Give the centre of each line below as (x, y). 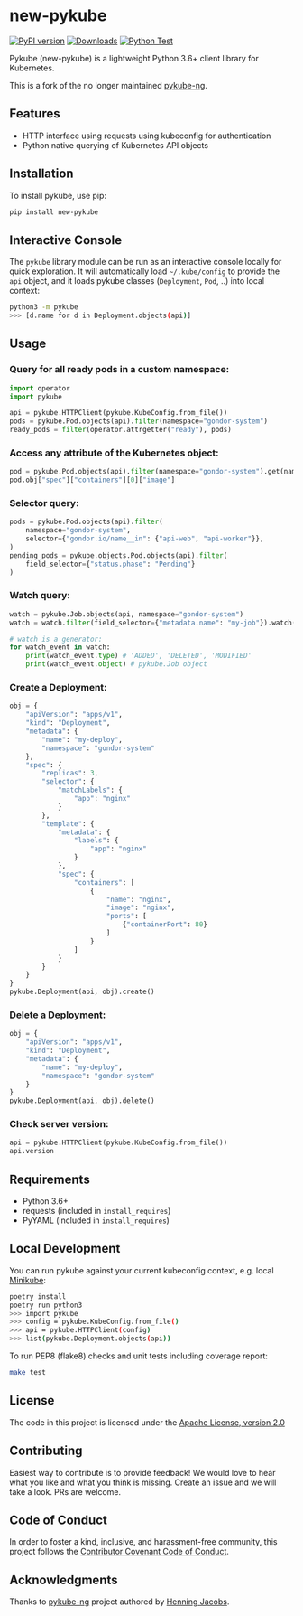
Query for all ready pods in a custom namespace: (119, 370)
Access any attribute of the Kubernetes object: (114, 453)
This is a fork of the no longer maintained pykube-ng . (108, 85)
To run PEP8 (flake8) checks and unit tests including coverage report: (139, 1356)
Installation (41, 174)
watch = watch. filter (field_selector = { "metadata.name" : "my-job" (134, 623)
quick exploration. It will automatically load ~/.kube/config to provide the (145, 271)
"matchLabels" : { (90, 790)
